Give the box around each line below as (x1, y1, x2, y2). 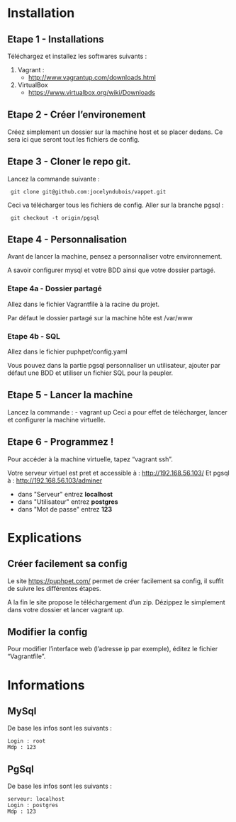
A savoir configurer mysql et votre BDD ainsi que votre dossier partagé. (7, 266, 216, 274)
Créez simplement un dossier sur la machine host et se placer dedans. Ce (7, 128, 223, 136)
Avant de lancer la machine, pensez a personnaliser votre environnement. (7, 252, 223, 261)
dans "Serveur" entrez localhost (17, 490, 113, 498)
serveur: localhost (7, 796, 65, 803)
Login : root (7, 738, 46, 745)
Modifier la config (7, 626, 88, 638)
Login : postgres (7, 802, 59, 809)
